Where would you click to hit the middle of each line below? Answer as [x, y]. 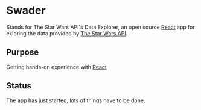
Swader [26, 11]
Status [19, 86]
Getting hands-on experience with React [57, 67]
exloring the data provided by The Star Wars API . [67, 33]
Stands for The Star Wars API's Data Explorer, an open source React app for [101, 27]
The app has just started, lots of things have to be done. [76, 100]
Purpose [23, 53]
